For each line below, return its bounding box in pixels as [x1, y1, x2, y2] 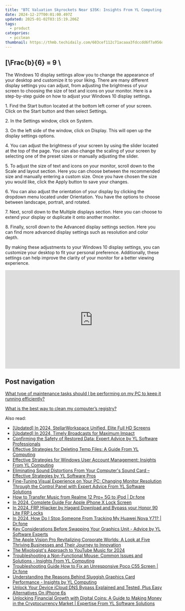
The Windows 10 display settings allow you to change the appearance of [5, 72, 155, 78]
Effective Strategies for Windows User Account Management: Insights [12, 457, 156, 463]
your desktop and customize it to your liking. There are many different [5, 77, 149, 83]
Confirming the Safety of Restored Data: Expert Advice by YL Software [12, 436, 158, 442]
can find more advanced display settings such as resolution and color [5, 229, 148, 235]
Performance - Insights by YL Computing [12, 579, 97, 585]
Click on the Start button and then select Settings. [5, 108, 108, 114]
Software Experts [12, 531, 48, 537]
